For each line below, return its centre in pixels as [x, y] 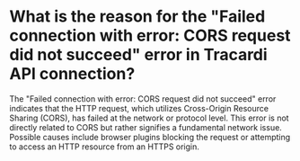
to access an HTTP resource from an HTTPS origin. [105, 147]
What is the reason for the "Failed [137, 17]
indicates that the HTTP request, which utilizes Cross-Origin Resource [139, 108]
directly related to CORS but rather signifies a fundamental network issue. [146, 127]
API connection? [72, 74]
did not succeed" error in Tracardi [138, 55]
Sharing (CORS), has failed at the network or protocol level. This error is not [149, 118]
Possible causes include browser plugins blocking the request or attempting [150, 137]
